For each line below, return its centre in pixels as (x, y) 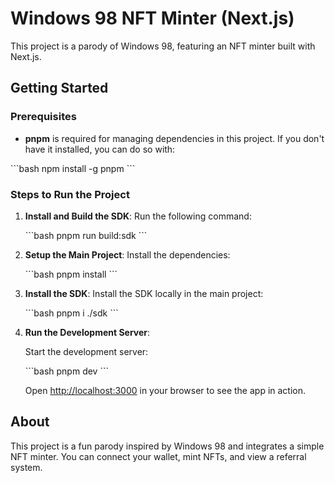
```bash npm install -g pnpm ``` (73, 168)
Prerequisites (43, 117)
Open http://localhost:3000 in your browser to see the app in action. (165, 390)
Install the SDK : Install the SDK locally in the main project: (144, 293)
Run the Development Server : (87, 332)
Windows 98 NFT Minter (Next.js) (152, 18)
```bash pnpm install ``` (71, 274)
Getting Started (59, 88)
